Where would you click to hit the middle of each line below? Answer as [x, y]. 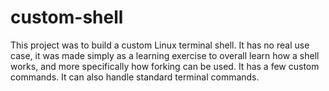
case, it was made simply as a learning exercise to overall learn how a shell [165, 55]
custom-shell [67, 17]
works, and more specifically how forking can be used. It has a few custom [165, 66]
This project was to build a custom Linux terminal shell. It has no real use [160, 45]
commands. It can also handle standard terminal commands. [135, 77]
